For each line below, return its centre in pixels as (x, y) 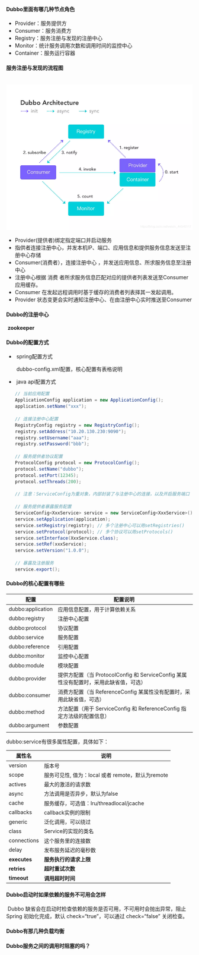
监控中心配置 (73, 656)
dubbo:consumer (30, 695)
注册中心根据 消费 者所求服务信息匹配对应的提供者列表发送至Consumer (101, 277)
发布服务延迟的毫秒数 (70, 850)
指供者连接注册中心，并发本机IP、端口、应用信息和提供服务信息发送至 (100, 248)
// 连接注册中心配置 (36, 419)
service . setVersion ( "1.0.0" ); (52, 551)
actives (17, 784)
